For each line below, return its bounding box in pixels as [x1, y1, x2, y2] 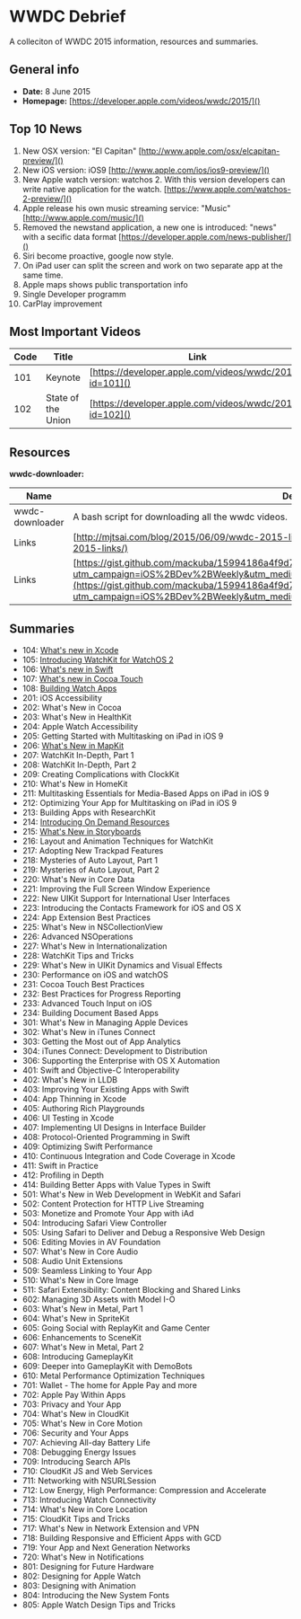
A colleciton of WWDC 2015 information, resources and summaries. [9, 36, 259, 47]
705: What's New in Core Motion [21, 1418, 143, 1429]
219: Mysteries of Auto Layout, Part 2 [21, 864, 159, 875]
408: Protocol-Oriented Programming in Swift [21, 1132, 191, 1142]
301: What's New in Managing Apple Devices [21, 1017, 188, 1028]
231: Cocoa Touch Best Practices [21, 979, 145, 989]
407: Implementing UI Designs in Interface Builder [21, 1122, 206, 1133]
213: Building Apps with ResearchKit [21, 807, 156, 818]
